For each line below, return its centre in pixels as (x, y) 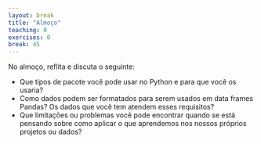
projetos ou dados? (51, 132)
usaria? (31, 90)
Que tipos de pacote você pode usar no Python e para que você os (128, 82)
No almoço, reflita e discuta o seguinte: (71, 67)
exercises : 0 (29, 37)
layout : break (31, 15)
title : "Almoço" (34, 23)
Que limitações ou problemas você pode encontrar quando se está (127, 115)
